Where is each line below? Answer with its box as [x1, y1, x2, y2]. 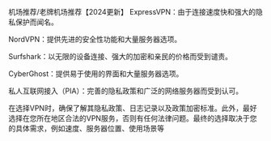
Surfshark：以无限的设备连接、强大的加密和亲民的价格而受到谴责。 [8, 52, 233, 61]
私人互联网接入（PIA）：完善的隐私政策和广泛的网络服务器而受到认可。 [8, 86, 243, 96]
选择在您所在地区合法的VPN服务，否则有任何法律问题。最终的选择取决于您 [8, 113, 257, 123]
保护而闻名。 [15, 17, 58, 27]
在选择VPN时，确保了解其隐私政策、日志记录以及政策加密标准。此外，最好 [8, 104, 257, 113]
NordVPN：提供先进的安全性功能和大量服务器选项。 [8, 35, 182, 44]
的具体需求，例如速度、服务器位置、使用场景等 [8, 124, 164, 133]
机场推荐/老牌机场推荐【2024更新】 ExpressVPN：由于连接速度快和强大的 [8, 7, 256, 16]
